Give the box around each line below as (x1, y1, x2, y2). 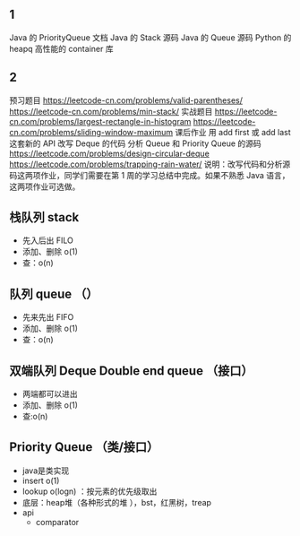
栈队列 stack (9, 210, 80, 225)
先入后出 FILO (21, 235, 73, 246)
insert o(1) (21, 475, 60, 486)
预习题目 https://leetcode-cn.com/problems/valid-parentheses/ (9, 94, 244, 106)
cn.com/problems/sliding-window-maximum (9, 126, 173, 137)
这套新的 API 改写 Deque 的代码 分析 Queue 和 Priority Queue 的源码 (9, 138, 261, 149)
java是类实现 (21, 465, 70, 476)
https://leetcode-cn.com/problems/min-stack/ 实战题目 (9, 106, 213, 117)
